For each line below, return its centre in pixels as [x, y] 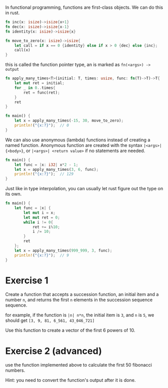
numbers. [15, 370]
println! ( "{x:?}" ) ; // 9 [42, 255]
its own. [13, 194]
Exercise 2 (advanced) [54, 351]
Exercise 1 [27, 280]
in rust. [13, 13]
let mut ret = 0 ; [42, 217]
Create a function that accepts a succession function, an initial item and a [82, 294]
